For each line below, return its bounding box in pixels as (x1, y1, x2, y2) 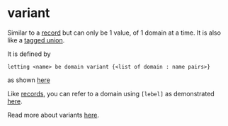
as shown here (7, 76, 51, 84)
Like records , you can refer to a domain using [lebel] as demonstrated (7, 89, 215, 98)
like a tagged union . (7, 35, 65, 44)
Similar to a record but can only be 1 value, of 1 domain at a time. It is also (7, 28, 222, 37)
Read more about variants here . (7, 110, 99, 119)
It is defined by (7, 50, 51, 58)
